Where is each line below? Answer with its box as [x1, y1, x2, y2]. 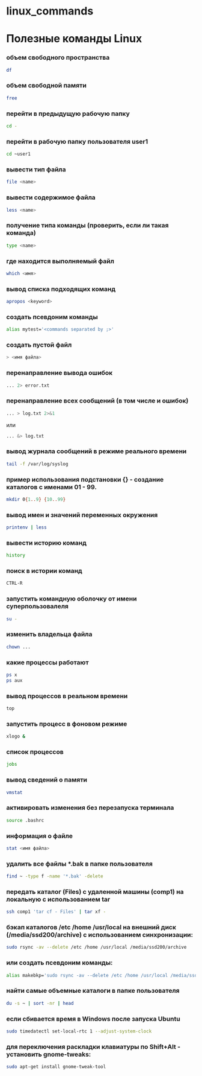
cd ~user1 [6, 151, 31, 158]
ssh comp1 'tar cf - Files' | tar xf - [6, 909, 106, 915]
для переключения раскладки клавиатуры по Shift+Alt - [6, 1042, 181, 1051]
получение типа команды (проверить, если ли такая [6, 221, 169, 230]
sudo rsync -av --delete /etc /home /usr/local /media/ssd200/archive [6, 944, 187, 950]
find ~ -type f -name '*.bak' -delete [6, 873, 103, 879]
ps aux [6, 677, 23, 683]
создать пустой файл [6, 341, 72, 349]
